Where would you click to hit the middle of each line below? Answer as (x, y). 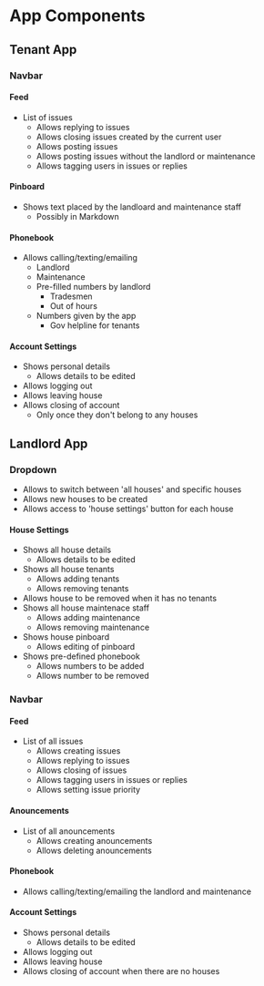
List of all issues (53, 741)
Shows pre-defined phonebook (81, 656)
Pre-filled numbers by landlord (93, 287)
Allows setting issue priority (88, 790)
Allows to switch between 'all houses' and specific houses (132, 489)
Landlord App (49, 443)
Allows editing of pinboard (86, 647)
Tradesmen (71, 296)
